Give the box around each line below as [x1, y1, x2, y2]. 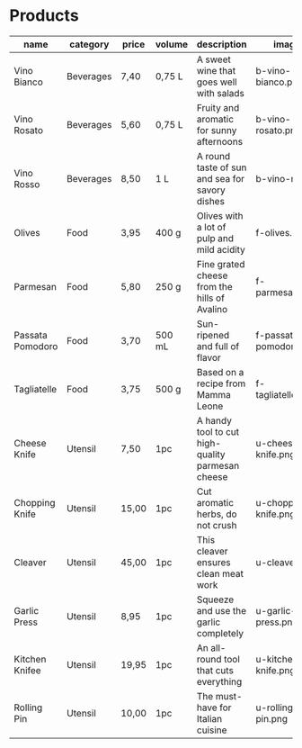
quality [196, 447, 226, 460]
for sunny [196, 123, 237, 136]
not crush [196, 518, 237, 531]
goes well [196, 76, 237, 88]
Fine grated [196, 257, 245, 270]
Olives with [196, 209, 244, 221]
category [68, 38, 110, 50]
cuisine [196, 724, 227, 736]
